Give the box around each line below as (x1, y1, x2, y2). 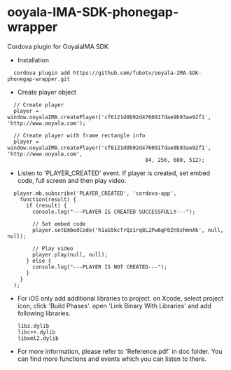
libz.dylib (17, 322, 50, 329)
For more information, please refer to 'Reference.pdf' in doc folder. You (17, 347, 223, 355)
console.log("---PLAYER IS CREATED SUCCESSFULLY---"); (32, 208, 196, 215)
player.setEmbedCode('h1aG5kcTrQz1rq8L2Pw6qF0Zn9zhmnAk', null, (32, 226, 224, 233)
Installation (17, 55, 50, 64)
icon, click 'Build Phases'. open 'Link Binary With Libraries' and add (17, 301, 212, 310)
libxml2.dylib (17, 334, 59, 342)
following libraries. (17, 309, 71, 317)
